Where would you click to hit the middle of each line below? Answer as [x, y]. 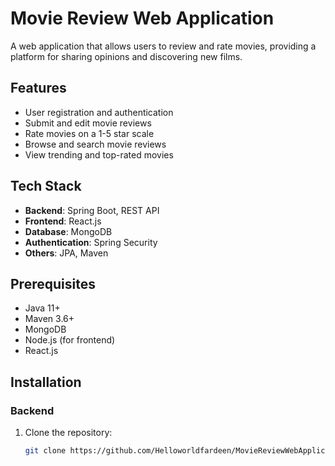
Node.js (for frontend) [70, 340]
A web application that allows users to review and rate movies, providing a [163, 46]
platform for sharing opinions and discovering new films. [126, 56]
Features [38, 88]
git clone [45, 451]
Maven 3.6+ [49, 319]
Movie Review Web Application [142, 18]
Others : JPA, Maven [66, 253]
